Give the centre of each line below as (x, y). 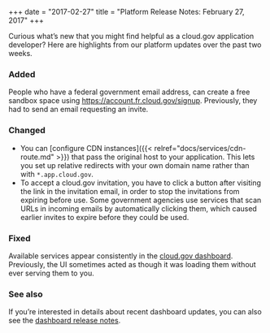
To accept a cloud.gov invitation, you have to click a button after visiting (141, 183)
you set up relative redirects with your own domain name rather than (135, 165)
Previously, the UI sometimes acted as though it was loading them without (132, 264)
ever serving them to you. (52, 273)
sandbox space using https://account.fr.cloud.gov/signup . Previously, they (133, 101)
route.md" (37, 157)
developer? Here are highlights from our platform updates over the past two (135, 45)
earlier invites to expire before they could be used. (105, 217)
